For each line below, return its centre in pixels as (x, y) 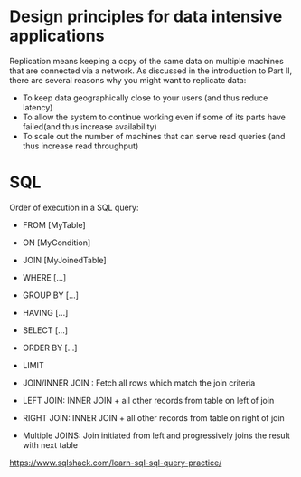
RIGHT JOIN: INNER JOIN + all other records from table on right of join (153, 417)
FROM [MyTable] (54, 224)
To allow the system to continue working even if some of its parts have (154, 117)
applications (57, 36)
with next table (50, 444)
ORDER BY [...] (50, 348)
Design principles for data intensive (146, 17)
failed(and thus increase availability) (90, 126)
